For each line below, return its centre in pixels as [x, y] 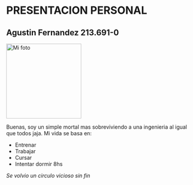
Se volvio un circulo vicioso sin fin [48, 175]
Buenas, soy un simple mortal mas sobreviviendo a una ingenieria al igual [97, 127]
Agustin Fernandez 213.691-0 [63, 33]
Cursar [23, 157]
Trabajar [25, 151]
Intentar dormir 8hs [39, 164]
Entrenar [25, 145]
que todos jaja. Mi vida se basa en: [49, 133]
